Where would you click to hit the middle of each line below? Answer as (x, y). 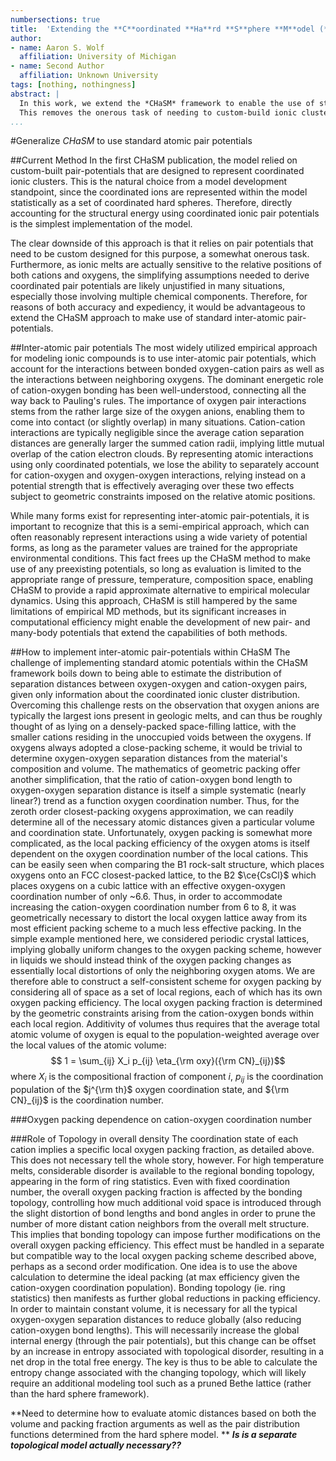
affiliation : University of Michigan (98, 57)
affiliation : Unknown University (89, 76)
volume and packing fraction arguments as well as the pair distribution (155, 1424)
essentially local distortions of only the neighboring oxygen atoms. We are (163, 971)
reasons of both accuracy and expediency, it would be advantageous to (158, 307)
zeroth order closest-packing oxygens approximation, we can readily (152, 812)
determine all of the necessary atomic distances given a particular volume (162, 822)
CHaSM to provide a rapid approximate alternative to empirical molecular (160, 590)
